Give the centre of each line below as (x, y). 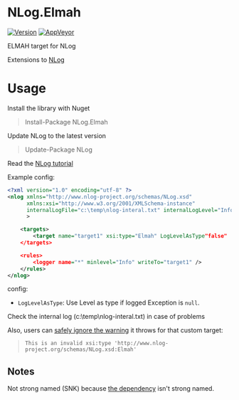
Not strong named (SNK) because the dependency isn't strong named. (111, 389)
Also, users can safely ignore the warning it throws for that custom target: (115, 330)
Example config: (31, 177)
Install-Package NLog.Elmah (66, 122)
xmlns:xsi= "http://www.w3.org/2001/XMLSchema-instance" (111, 204)
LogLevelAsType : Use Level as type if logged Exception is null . (108, 302)
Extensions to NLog (36, 59)
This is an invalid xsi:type (68, 343)
